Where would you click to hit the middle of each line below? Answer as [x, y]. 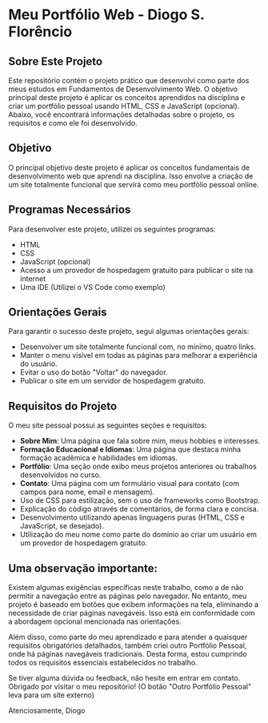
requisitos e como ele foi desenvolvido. [73, 123]
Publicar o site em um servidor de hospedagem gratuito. [113, 381]
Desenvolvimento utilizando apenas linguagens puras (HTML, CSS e [132, 517]
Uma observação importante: [83, 568]
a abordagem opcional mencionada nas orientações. [95, 621]
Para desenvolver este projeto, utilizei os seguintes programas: [112, 229]
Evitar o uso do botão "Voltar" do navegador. [94, 372]
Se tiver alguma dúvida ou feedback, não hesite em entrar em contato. [124, 678]
